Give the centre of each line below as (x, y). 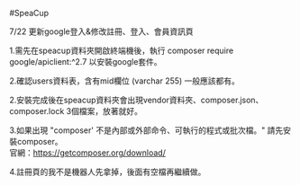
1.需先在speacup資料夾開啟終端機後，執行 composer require (122, 50)
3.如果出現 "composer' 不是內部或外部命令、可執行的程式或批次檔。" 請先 (146, 130)
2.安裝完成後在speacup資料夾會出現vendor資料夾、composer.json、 (136, 100)
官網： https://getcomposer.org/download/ (88, 153)
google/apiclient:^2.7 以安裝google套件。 (86, 62)
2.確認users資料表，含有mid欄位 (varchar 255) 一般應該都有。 (125, 81)
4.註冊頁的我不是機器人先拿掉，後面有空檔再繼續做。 (108, 172)
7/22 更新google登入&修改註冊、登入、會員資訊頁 (101, 31)
